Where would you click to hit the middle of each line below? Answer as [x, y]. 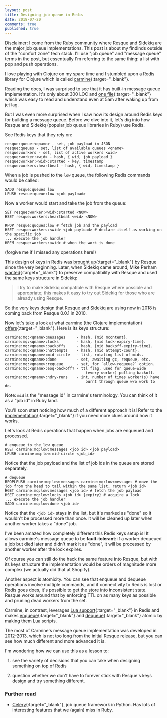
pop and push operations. [32, 64]
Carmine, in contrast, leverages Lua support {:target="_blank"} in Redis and [82, 610]
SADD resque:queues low [30, 190]
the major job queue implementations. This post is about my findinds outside [84, 48]
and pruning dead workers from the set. [46, 601]
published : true [22, 29]
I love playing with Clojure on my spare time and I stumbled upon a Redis [80, 74]
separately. [17, 468]
